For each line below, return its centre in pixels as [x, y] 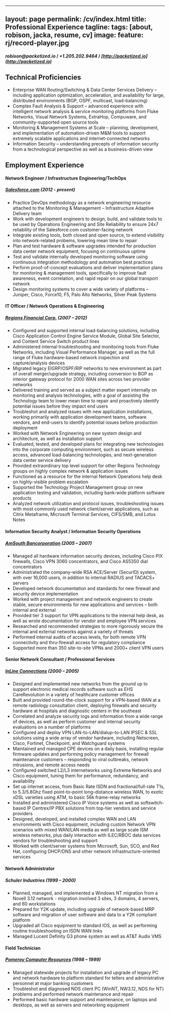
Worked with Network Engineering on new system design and [77, 433]
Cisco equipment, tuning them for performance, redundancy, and [80, 776]
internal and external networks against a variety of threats [73, 631]
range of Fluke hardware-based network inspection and [71, 358]
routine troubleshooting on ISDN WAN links [57, 931]
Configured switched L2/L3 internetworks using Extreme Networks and [87, 770]
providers [23, 814]
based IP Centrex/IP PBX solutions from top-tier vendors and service [84, 808]
